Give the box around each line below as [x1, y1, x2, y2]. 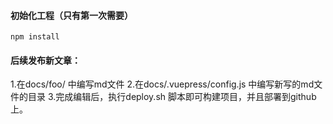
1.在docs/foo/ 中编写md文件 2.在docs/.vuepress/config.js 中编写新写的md [10, 78, 315, 90]
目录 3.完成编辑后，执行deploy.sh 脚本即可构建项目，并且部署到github [27, 91, 317, 103]
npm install [10, 32, 60, 42]
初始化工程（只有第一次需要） [10, 9, 133, 21]
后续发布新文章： [10, 54, 81, 66]
